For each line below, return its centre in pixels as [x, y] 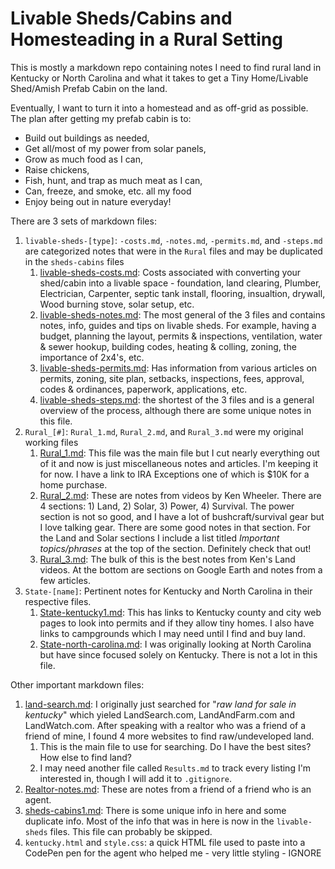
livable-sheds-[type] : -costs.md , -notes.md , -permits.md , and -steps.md [173, 240]
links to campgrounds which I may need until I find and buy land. [172, 633]
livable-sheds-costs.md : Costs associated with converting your [170, 272]
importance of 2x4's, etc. [92, 357]
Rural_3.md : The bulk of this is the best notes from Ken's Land [167, 559]
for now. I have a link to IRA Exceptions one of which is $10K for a [174, 474]
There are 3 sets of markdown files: [83, 221]
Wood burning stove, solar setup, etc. [117, 304]
